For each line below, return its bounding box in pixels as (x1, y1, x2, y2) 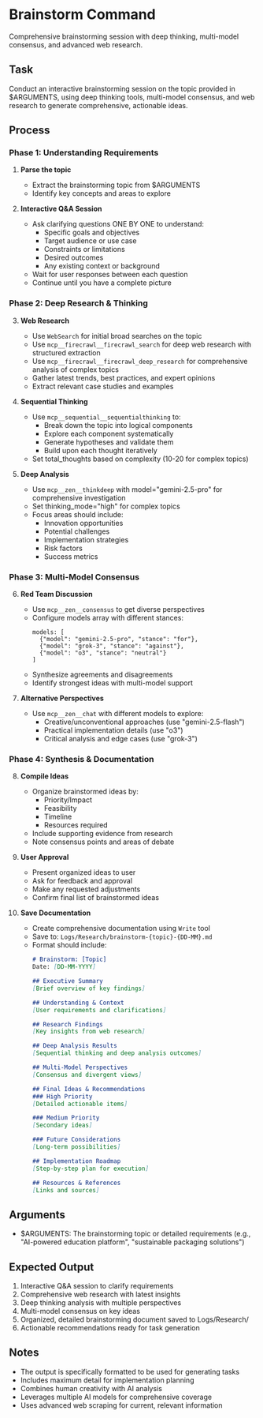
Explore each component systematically (43, 429, 174, 438)
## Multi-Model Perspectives (31, 1063, 128, 1071)
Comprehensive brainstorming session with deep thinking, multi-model (9, 32, 239, 41)
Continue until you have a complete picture (31, 278, 172, 287)
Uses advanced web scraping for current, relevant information (20, 1400, 223, 1410)
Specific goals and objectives (43, 227, 140, 238)
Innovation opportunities (43, 518, 124, 527)
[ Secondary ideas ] (31, 1121, 93, 1130)
